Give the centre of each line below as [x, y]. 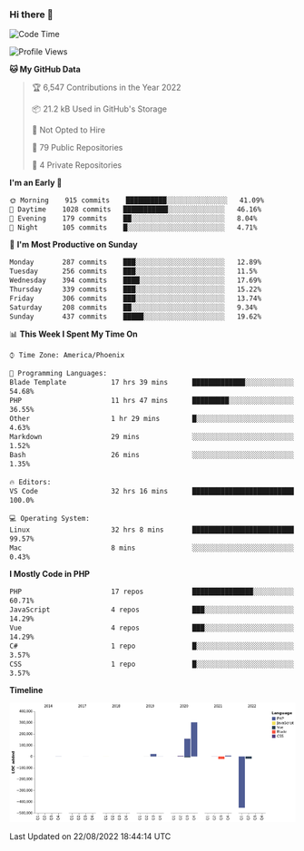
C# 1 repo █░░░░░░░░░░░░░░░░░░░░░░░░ [152, 646]
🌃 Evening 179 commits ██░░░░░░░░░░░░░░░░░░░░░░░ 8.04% [133, 219]
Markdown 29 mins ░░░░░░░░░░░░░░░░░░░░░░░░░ [152, 437]
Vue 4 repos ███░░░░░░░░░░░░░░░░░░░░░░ [152, 628]
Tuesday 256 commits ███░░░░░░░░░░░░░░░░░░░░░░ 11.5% [133, 271]
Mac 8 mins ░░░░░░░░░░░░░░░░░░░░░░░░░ [152, 548]
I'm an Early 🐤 [36, 183]
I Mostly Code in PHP [50, 574]
